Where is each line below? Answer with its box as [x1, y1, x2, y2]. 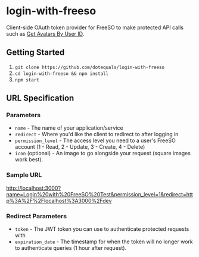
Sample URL [6, 171, 42, 179]
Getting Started [6, 48, 65, 58]
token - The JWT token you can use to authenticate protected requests [14, 225, 189, 233]
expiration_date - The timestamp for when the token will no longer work [14, 238, 193, 245]
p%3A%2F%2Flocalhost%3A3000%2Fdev [6, 197, 112, 204]
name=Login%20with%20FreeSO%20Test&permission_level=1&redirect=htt [6, 190, 194, 198]
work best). [14, 156, 43, 163]
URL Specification [6, 93, 74, 104]
